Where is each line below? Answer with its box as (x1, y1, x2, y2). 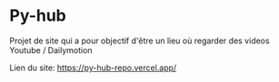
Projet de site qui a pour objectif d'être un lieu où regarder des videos (9, 35, 270, 46)
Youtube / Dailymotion (9, 44, 93, 55)
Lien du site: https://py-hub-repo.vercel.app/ (9, 62, 177, 73)
